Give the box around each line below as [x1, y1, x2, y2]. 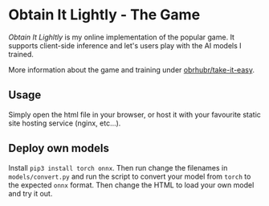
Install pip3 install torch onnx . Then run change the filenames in [8, 163, 228, 172]
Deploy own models [8, 142, 110, 155]
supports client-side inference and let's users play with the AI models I [8, 40, 243, 50]
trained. [8, 49, 35, 59]
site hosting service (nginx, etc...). [8, 118, 121, 128]
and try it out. [8, 188, 53, 198]
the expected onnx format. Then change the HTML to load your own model [8, 179, 255, 190]
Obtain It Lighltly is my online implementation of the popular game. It [8, 32, 235, 42]
